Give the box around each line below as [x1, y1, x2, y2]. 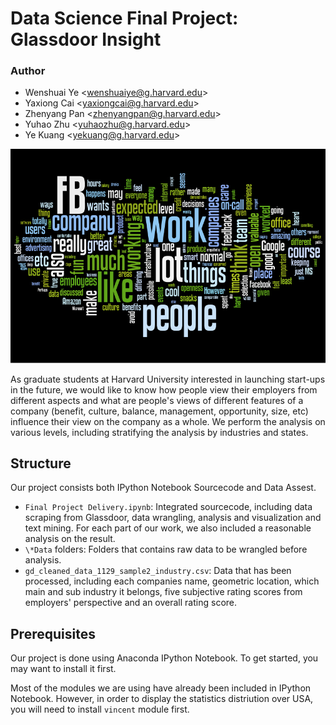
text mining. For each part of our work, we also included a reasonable [24, 522, 312, 534]
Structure [10, 455, 72, 472]
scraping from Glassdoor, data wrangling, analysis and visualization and [24, 512, 322, 524]
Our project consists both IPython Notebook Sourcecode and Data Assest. [10, 482, 317, 494]
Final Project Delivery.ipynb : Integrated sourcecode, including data [24, 501, 313, 513]
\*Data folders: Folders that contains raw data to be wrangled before [24, 543, 308, 556]
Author [10, 64, 46, 78]
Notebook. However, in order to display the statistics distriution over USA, [10, 693, 314, 705]
